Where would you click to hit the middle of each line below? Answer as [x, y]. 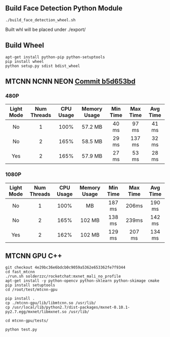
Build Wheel [25, 45]
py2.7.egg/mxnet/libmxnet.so [36, 312]
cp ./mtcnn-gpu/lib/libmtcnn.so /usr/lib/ [51, 303]
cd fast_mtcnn [20, 272]
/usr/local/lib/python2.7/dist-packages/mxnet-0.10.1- [71, 308]
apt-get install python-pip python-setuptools [55, 57]
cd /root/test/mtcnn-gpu [31, 290]
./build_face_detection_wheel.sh [40, 20]
